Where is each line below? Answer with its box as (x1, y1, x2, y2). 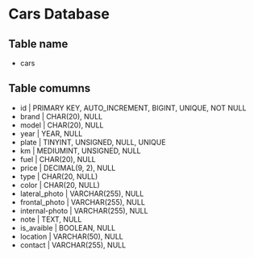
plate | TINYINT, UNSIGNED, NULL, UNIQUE (19, 137, 167, 147)
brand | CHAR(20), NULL (19, 111, 103, 121)
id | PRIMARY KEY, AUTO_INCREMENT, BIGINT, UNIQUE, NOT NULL (19, 102, 247, 113)
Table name (8, 37, 69, 51)
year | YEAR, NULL (19, 128, 83, 138)
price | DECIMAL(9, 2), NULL (19, 163, 116, 173)
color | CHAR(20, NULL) (19, 180, 101, 189)
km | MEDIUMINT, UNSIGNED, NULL (19, 146, 141, 156)
